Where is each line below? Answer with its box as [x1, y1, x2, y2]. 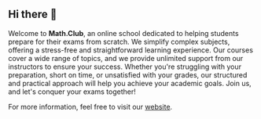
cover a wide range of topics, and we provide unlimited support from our [8, 53, 244, 63]
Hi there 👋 [8, 8, 57, 21]
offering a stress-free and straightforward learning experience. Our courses [8, 45, 254, 55]
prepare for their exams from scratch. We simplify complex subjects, [8, 37, 230, 46]
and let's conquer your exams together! [8, 87, 136, 96]
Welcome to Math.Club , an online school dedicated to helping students [8, 28, 239, 38]
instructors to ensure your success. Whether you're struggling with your [8, 62, 242, 71]
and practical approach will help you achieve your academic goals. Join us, [8, 78, 252, 88]
